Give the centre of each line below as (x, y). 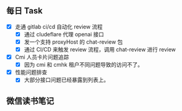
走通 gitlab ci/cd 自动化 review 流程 (59, 27)
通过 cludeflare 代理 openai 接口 (64, 34)
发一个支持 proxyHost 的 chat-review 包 (73, 42)
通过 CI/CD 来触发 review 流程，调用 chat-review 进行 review (100, 49)
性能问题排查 (31, 72)
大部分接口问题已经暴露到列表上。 (67, 80)
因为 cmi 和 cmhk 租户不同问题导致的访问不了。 (83, 65)
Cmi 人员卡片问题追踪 (42, 57)
